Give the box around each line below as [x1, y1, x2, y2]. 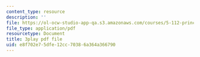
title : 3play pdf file [6, 36, 62, 42]
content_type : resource [6, 8, 65, 15]
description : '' [6, 14, 46, 20]
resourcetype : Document [6, 31, 65, 37]
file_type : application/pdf [6, 25, 76, 31]
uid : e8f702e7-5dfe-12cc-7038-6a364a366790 [6, 42, 116, 48]
